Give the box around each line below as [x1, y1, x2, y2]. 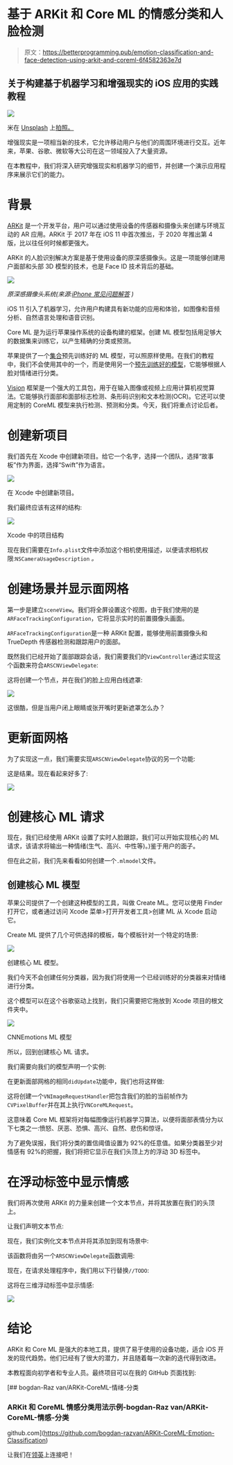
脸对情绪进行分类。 [7, 368, 62, 377]
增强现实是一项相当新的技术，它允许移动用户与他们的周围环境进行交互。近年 [7, 138, 226, 146]
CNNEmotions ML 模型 [7, 1033, 72, 1041]
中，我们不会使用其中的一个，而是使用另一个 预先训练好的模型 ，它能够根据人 [7, 360, 226, 368]
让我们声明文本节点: [7, 1222, 64, 1231]
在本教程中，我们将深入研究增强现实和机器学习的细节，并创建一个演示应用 [7, 161, 220, 170]
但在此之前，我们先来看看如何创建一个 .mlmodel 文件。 [7, 857, 160, 865]
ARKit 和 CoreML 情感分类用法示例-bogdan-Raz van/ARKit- [7, 1403, 209, 1412]
